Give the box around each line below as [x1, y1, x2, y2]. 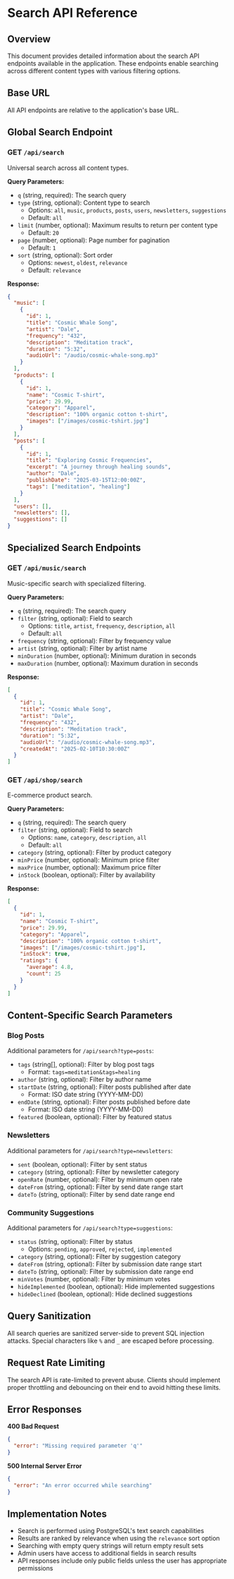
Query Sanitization [7, 1310, 91, 1322]
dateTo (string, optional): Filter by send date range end [17, 1190, 175, 1198]
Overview [7, 33, 51, 45]
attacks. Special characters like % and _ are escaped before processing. [7, 1336, 214, 1345]
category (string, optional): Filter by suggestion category [17, 1252, 181, 1260]
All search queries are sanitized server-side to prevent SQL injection [7, 1329, 205, 1337]
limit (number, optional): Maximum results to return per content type [17, 221, 218, 229]
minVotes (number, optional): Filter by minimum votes [17, 1274, 171, 1283]
